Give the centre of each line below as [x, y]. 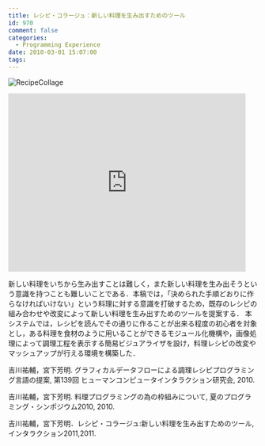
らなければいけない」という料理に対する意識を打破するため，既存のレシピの [133, 303]
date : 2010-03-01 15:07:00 [53, 52]
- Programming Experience [58, 45]
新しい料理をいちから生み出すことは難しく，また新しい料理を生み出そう [126, 284]
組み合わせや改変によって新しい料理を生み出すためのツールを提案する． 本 [130, 313]
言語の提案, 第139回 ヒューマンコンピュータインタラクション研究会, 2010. [135, 379]
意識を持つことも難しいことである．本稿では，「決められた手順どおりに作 [134, 293]
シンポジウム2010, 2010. [75, 406]
